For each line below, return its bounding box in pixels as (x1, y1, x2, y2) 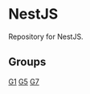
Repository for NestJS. (8, 32, 84, 41)
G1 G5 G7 (8, 76, 40, 86)
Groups (8, 55, 47, 69)
